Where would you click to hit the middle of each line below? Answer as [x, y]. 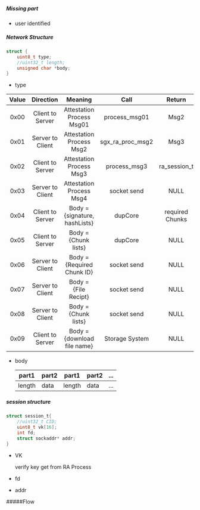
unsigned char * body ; [43, 68]
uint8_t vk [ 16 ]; [37, 427]
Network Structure [30, 37]
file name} [79, 346]
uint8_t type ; [34, 57]
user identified [32, 23]
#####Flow [20, 502]
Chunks [176, 220]
